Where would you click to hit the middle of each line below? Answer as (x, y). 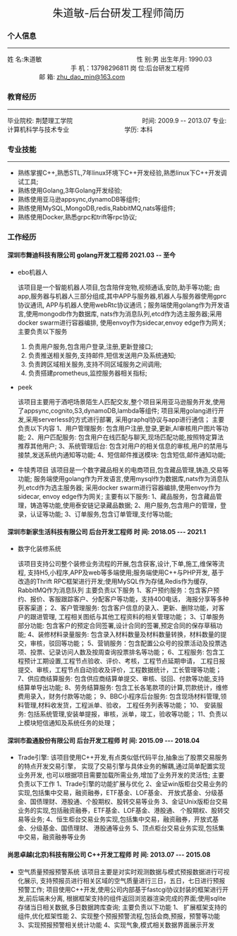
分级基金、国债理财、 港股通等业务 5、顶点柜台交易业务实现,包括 (124, 828)
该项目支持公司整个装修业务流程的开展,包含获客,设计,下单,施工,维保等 (118, 564)
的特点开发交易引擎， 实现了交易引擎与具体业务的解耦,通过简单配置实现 (121, 766)
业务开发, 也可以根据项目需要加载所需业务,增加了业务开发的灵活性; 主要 (121, 775)
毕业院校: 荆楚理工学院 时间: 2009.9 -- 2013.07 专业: (117, 120)
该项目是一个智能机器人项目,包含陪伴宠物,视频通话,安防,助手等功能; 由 (119, 287)
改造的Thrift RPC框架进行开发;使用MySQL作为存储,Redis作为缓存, (113, 582)
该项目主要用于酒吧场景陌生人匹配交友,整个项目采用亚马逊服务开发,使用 (121, 402)
